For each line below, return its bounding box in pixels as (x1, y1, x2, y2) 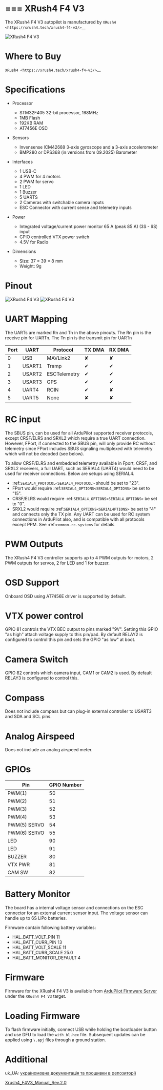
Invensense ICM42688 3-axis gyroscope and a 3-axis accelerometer (19, 144, 159, 150)
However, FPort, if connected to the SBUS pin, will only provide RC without (5, 440, 155, 446)
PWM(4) (7, 814, 27, 821)
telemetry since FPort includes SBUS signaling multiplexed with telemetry (5, 445, 153, 452)
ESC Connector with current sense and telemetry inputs (19, 205, 132, 210)
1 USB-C (19, 168, 37, 174)
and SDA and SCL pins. (5, 714, 52, 720)
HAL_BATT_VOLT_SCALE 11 (12, 945, 67, 950)
